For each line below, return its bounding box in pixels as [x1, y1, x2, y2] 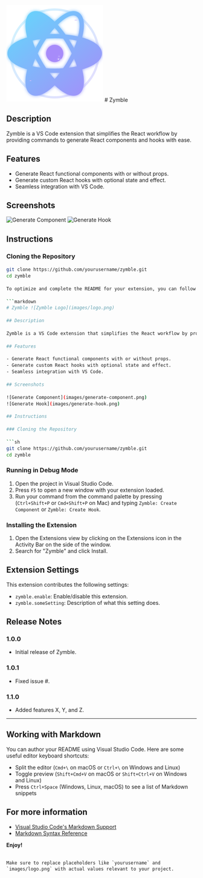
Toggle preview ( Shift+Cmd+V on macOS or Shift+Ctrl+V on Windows [14, 770, 187, 777]
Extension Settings [6, 565, 79, 575]
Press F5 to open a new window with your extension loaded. [14, 486, 164, 493]
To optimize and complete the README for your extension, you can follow [6, 286, 196, 292]
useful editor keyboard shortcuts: [6, 752, 89, 759]
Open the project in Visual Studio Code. [14, 480, 114, 487]
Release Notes [6, 616, 62, 627]
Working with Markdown [6, 730, 101, 740]
